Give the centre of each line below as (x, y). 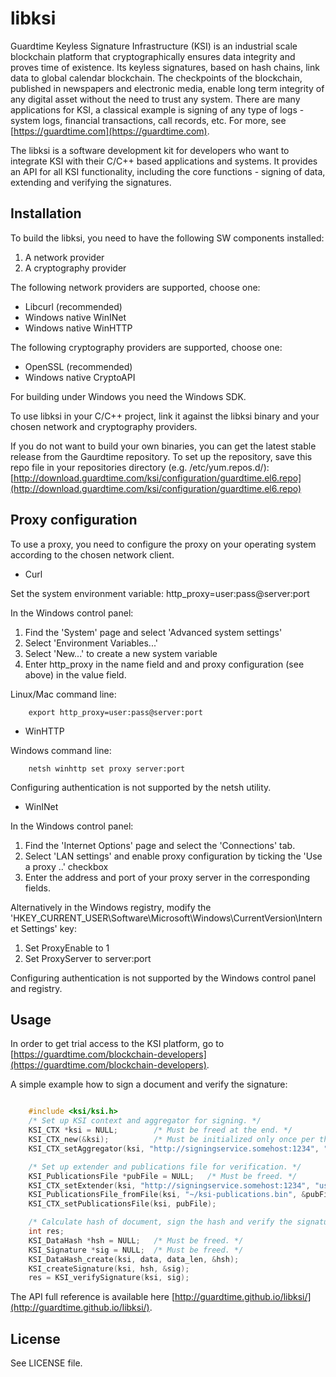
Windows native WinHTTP (78, 328)
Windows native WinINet (75, 317)
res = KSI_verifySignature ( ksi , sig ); (109, 1278)
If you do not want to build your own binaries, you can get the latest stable (163, 446)
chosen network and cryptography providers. (104, 426)
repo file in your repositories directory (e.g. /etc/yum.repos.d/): (140, 467)
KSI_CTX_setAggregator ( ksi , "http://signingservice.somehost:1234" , (174, 1148)
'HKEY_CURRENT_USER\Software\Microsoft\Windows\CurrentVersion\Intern (166, 918)
